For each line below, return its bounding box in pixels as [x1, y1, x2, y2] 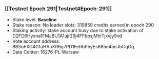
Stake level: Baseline [12, 17, 57, 23]
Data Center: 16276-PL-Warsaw [12, 49, 79, 55]
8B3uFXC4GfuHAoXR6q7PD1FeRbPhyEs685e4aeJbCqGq [12, 44, 134, 50]
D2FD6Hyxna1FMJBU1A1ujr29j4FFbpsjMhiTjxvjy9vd [12, 33, 123, 39]
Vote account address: [12, 38, 61, 44]
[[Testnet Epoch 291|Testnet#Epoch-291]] [5, 5, 112, 12]
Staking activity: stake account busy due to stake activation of [12, 27, 144, 34]
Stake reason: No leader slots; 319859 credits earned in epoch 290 [12, 22, 154, 28]
